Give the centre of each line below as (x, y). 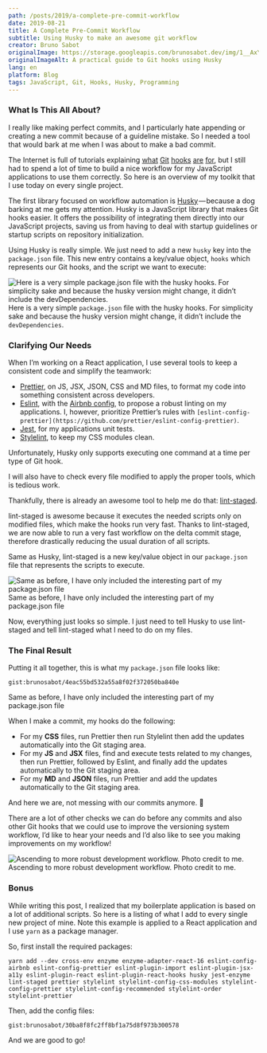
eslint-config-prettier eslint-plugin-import (110, 968)
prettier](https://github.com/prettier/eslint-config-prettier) (128, 421)
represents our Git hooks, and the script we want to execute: (107, 267)
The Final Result (40, 651)
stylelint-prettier (41, 996)
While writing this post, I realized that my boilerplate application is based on (132, 906)
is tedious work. (35, 485)
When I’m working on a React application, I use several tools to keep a (123, 362)
